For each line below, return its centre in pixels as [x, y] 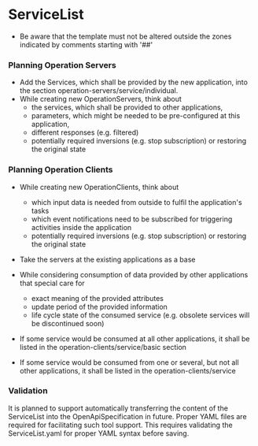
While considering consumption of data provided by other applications [134, 274]
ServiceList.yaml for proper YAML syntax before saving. [99, 433]
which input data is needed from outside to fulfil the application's [136, 202]
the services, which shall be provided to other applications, [127, 107]
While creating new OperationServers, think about [101, 99]
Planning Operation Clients [61, 169]
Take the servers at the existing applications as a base [107, 259]
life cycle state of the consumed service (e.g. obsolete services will [140, 315]
